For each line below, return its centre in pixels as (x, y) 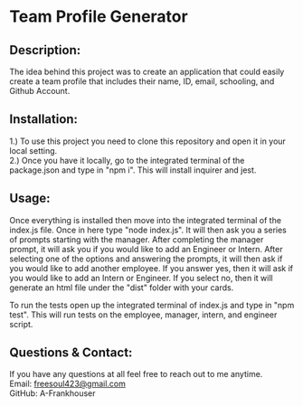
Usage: (30, 198)
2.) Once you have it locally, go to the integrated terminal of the (127, 160)
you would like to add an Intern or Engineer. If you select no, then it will (141, 278)
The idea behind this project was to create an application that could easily (147, 71)
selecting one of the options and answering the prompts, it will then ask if (146, 259)
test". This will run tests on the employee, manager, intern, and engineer (143, 315)
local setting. (33, 150)
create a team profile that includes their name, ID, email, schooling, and (142, 81)
